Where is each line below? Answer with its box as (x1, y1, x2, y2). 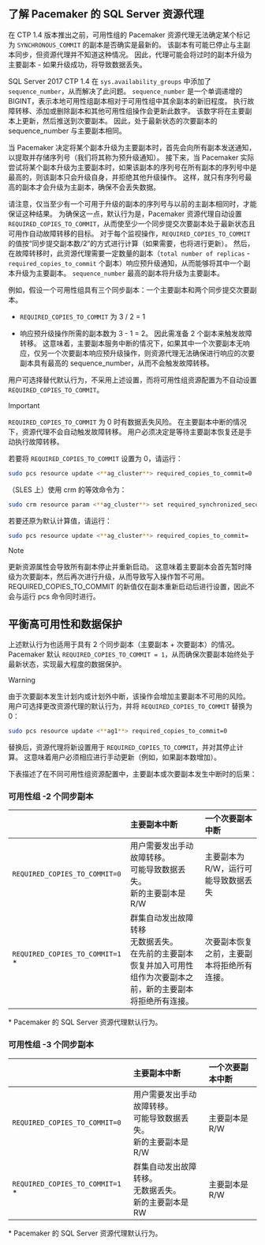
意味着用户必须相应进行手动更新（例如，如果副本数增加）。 (30, 752, 221, 762)
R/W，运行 (204, 863, 244, 874)
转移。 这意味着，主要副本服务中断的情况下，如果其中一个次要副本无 (19, 339, 243, 348)
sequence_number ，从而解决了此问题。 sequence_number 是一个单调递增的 (8, 86, 243, 96)
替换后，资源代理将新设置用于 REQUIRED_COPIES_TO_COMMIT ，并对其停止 (8, 743, 237, 752)
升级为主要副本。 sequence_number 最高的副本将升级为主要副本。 (14, 268, 225, 278)
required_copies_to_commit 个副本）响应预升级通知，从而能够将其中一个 (8, 258, 244, 267)
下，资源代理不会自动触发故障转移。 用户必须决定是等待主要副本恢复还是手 (8, 426, 252, 437)
